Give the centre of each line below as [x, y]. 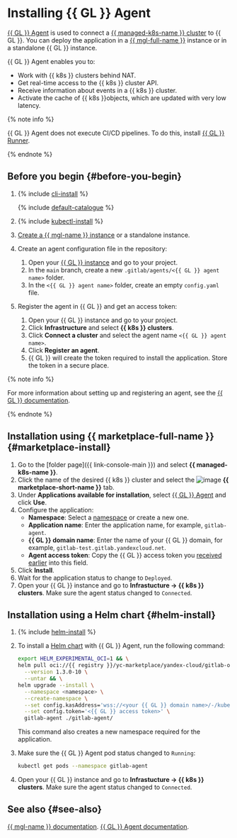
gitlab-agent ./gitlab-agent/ [69, 718]
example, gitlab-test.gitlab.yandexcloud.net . [97, 547]
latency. [29, 105]
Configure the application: [56, 509]
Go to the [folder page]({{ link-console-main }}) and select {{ [106, 464]
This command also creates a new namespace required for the [109, 732]
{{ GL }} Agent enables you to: [51, 61]
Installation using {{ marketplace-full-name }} [111, 437]
